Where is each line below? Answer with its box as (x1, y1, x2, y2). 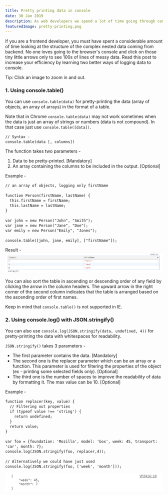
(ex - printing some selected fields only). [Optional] (12, 368, 118, 374)
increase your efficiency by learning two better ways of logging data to (5, 59, 151, 65)
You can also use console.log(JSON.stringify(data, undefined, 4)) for (5, 327, 154, 333)
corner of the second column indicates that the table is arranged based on (5, 289, 158, 295)
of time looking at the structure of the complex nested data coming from (5, 43, 154, 49)
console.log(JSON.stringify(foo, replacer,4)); (5, 449, 106, 454)
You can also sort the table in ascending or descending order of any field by (5, 278, 161, 284)
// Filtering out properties (9, 404, 70, 409)
